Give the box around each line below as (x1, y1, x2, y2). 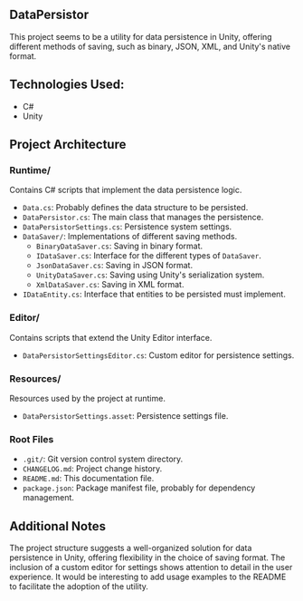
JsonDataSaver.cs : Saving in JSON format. (35, 260, 193, 271)
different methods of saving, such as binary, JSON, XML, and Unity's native (9, 41, 291, 52)
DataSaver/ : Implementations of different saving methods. (22, 231, 238, 242)
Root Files (9, 432, 54, 445)
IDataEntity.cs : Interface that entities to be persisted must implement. (22, 289, 287, 300)
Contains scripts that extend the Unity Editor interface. (9, 332, 213, 343)
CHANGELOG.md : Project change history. (22, 463, 163, 474)
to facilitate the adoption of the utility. (9, 581, 149, 592)
